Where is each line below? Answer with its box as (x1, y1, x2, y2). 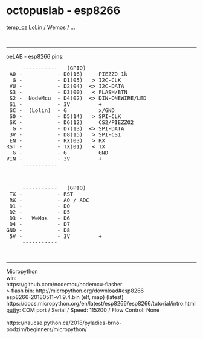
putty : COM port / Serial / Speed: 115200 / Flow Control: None (6, 306, 160, 314)
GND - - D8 (6, 226, 71, 234)
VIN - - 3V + (6, 155, 102, 162)
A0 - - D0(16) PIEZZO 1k (9, 70, 128, 77)
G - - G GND (12, 149, 109, 156)
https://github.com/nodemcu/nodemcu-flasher (6, 280, 123, 288)
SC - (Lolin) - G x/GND (9, 107, 115, 114)
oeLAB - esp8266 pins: (6, 53, 64, 60)
